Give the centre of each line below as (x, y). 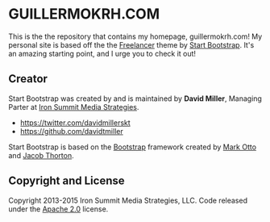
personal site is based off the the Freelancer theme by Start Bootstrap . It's (131, 44)
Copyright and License (66, 181)
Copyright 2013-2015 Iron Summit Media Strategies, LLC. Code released (128, 200)
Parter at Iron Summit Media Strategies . (74, 107)
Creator (28, 79)
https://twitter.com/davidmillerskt (75, 123)
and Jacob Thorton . (41, 155)
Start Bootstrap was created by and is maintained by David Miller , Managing (135, 98)
